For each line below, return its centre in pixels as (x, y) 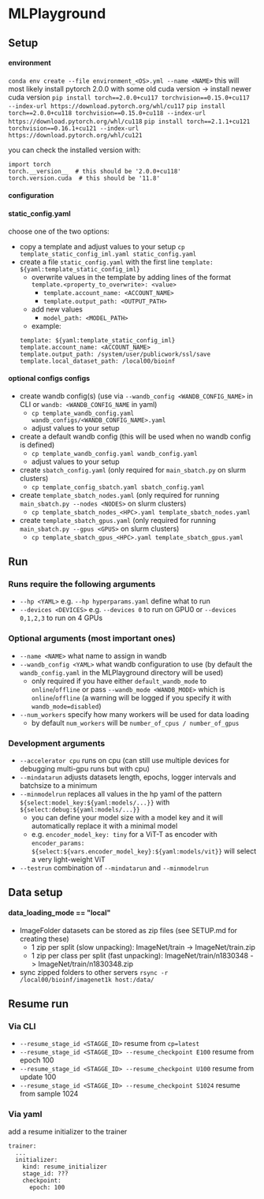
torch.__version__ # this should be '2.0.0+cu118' (95, 171)
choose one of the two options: (59, 231)
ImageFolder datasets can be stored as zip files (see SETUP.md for (128, 930)
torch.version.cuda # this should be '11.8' (84, 178)
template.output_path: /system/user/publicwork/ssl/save (115, 354)
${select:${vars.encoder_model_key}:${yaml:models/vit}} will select (144, 851)
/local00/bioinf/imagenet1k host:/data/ (87, 980)
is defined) (37, 444)
